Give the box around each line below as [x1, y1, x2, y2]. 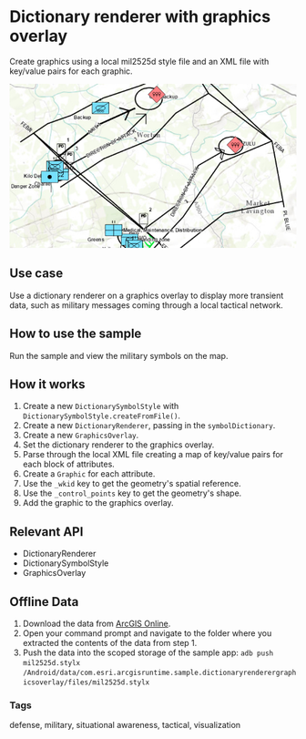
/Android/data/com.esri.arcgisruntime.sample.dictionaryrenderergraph [22, 668, 297, 677]
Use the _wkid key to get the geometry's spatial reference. [22, 478, 241, 489]
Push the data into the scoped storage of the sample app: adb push [22, 647, 274, 658]
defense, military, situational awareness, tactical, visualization [9, 720, 241, 731]
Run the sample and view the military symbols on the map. [9, 350, 229, 361]
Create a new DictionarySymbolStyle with [22, 401, 179, 412]
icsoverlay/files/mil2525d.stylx [22, 678, 150, 687]
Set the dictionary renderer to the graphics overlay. [22, 439, 215, 450]
